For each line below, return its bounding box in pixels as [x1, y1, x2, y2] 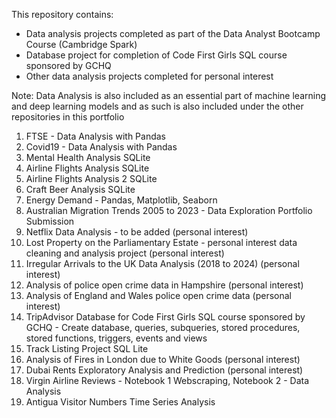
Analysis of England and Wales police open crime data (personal [25, 290, 292, 301]
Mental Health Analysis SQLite [25, 152, 151, 163]
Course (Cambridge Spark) [25, 39, 138, 50]
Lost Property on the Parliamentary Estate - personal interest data [25, 237, 298, 248]
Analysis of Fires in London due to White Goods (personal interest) [25, 354, 301, 365]
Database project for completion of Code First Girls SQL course [25, 49, 288, 61]
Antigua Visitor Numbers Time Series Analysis [25, 396, 216, 408]
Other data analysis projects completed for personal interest [25, 70, 274, 82]
